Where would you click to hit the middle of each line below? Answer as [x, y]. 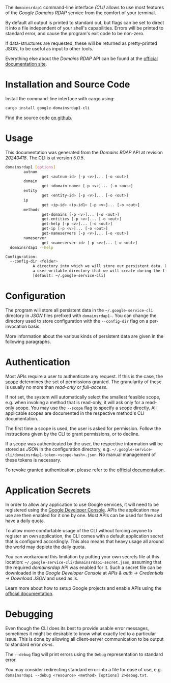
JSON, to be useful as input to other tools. [49, 49]
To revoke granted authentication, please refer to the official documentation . [85, 470]
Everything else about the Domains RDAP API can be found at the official [81, 59]
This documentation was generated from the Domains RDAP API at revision [84, 152]
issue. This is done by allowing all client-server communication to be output [84, 639]
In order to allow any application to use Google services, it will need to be [82, 504]
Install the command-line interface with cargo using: [60, 98]
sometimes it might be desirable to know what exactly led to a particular [81, 634]
